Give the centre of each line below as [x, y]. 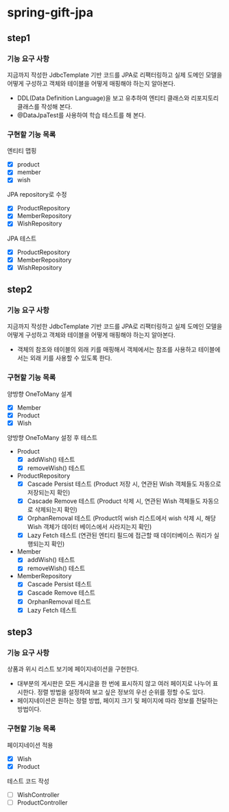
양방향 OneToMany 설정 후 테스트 [52, 437]
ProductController [42, 802]
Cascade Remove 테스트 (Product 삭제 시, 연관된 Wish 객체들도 [114, 501]
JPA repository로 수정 [37, 195]
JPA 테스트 [22, 238]
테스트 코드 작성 [28, 781]
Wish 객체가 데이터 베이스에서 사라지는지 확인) [89, 527]
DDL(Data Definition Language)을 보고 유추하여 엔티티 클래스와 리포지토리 [118, 98]
